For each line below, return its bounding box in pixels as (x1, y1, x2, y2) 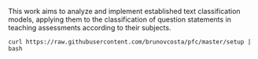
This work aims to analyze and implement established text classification (8, 7, 241, 16)
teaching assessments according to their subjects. (8, 23, 171, 32)
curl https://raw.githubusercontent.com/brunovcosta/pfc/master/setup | (8, 38, 252, 46)
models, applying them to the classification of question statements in (8, 15, 232, 24)
